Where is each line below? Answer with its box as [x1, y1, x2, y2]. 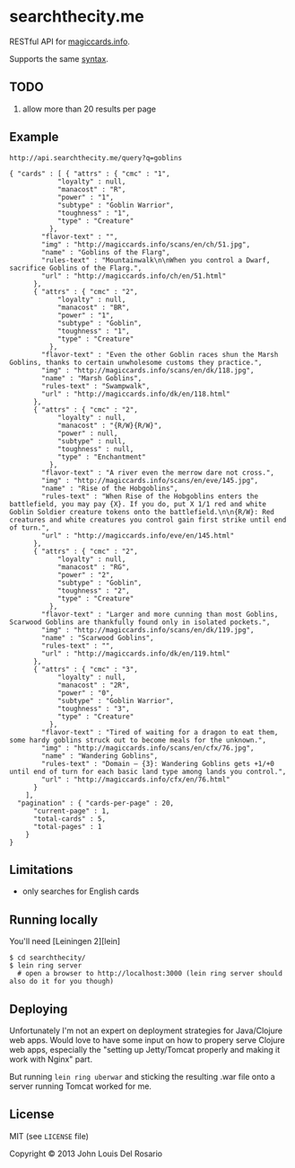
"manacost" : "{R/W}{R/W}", [56, 421, 163, 430]
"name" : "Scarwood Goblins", [41, 633, 154, 642]
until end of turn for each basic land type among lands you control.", [9, 767, 287, 776]
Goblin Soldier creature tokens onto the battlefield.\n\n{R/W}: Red [9, 507, 275, 516]
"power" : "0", [56, 688, 115, 698]
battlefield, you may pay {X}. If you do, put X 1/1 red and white [9, 499, 267, 509]
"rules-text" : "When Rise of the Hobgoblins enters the [41, 492, 258, 501]
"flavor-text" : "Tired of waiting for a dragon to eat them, [41, 727, 279, 736]
